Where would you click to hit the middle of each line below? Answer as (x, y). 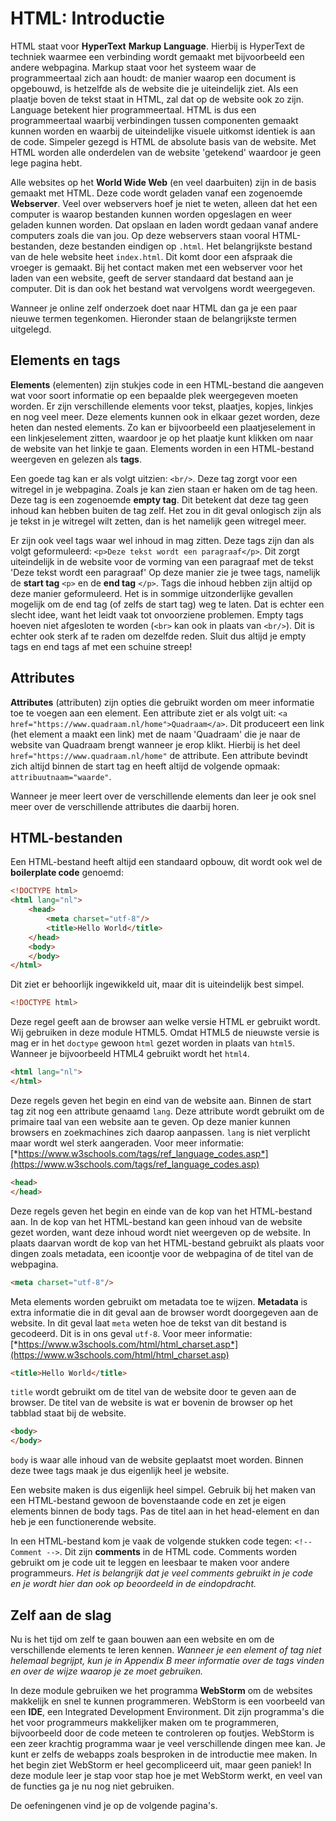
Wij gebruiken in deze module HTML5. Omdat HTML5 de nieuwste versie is (165, 1033)
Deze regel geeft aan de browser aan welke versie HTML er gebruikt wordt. (165, 1022)
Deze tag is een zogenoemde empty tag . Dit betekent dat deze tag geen (159, 499)
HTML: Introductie (88, 18)
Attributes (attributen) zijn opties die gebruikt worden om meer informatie (162, 702)
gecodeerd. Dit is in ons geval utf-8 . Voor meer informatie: (131, 1333)
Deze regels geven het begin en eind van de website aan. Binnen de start (161, 1100)
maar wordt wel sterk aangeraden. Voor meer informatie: (127, 1143)
